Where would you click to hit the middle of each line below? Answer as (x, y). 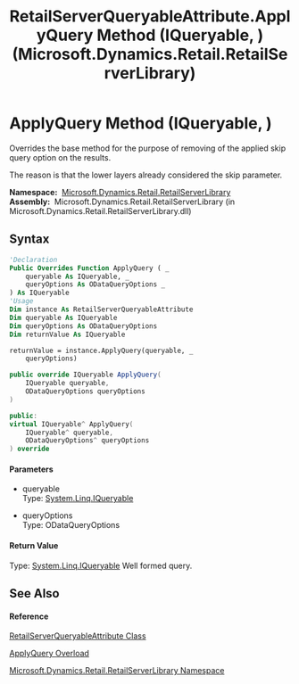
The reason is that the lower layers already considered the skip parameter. (146, 175)
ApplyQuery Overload (49, 654)
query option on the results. (60, 157)
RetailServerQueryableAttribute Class (78, 636)
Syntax (29, 239)
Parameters (31, 469)
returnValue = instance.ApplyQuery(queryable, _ (101, 350)
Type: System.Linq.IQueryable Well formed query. (101, 565)
